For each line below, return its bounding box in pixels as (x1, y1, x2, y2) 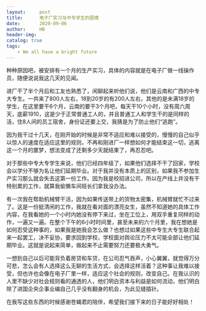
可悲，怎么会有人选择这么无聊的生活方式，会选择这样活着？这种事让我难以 (6, 262, 194, 269)
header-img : (6, 32, 37, 38)
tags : (6, 44, 20, 50)
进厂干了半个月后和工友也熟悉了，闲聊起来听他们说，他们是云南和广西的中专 (6, 87, 200, 94)
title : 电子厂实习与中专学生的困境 (6, 15, 99, 21)
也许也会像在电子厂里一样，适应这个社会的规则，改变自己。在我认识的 (22, 269, 200, 277)
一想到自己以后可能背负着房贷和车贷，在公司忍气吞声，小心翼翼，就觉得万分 (6, 254, 200, 261)
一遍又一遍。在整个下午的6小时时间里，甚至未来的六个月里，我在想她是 (17, 218, 198, 226)
